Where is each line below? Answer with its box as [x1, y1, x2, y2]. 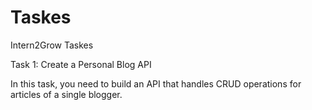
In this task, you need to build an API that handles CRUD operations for [10, 77, 302, 90]
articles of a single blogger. [10, 88, 123, 100]
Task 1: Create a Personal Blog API [10, 58, 152, 70]
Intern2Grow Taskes [10, 39, 94, 51]
